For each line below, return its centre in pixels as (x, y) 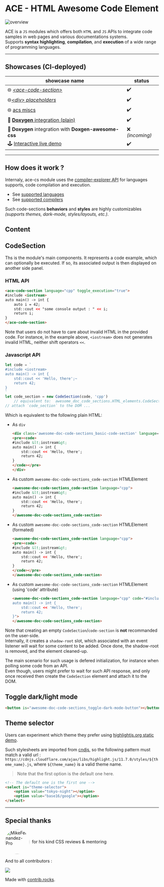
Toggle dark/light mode (41, 696)
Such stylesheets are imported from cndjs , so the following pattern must (78, 749)
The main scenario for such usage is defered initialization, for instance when (82, 661)
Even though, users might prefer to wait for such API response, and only (78, 671)
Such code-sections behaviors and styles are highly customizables (73, 209)
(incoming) (139, 135)
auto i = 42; (27, 304)
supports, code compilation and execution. (48, 185)
